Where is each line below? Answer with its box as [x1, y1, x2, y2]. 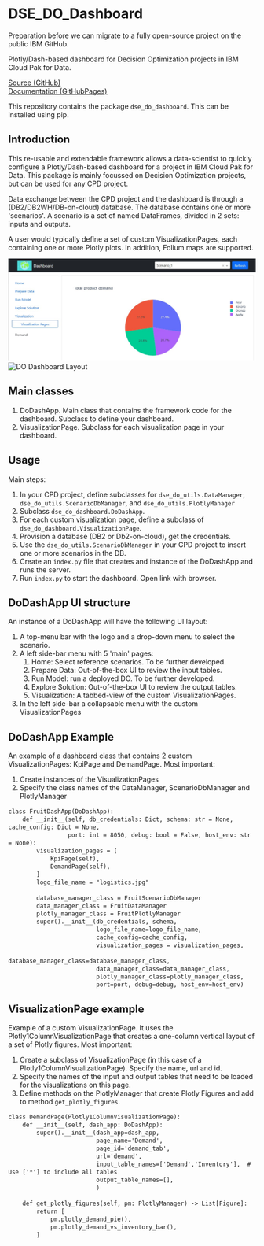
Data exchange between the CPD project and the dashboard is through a [8, 194, 244, 203]
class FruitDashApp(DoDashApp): [8, 808, 114, 815]
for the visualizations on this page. [19, 1080, 131, 1089]
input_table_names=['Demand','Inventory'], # [95, 1160, 251, 1168]
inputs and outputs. [8, 219, 71, 228]
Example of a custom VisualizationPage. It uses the [8, 1023, 174, 1032]
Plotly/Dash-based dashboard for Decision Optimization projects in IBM [8, 54, 240, 64]
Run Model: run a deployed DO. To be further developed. [31, 674, 215, 683]
